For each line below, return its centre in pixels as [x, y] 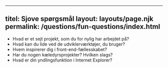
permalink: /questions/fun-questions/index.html [83, 27]
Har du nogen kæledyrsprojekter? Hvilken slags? [62, 54]
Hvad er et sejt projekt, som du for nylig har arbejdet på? [70, 38]
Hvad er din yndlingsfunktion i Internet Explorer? [62, 60]
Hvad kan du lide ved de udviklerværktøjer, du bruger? [68, 44]
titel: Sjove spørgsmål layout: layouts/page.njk [79, 19]
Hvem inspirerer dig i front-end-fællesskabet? [60, 49]
